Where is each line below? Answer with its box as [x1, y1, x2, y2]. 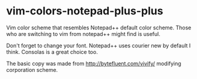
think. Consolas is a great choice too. [6, 48, 98, 55]
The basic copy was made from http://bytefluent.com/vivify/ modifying [6, 60, 181, 67]
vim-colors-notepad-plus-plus [6, 4, 163, 18]
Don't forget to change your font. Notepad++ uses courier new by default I [6, 42, 191, 49]
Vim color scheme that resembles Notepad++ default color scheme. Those [6, 24, 192, 31]
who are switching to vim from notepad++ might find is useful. [6, 30, 160, 37]
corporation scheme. [6, 66, 58, 73]
